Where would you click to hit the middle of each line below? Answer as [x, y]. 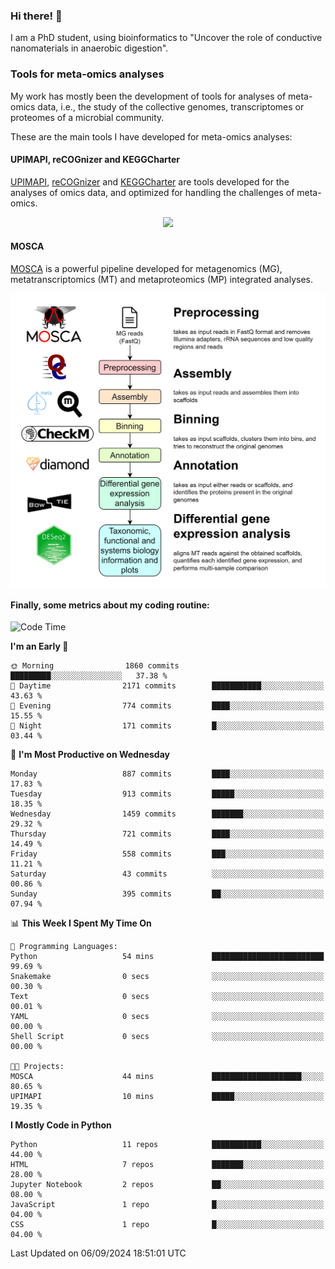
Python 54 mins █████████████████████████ [167, 957]
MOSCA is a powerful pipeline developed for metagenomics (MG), [146, 268]
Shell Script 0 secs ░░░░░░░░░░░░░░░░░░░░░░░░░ [167, 1037]
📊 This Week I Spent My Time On [81, 923]
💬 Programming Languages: [64, 947]
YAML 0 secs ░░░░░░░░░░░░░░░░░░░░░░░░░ [167, 1017]
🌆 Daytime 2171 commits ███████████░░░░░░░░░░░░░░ [167, 686]
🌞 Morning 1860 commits [95, 666]
